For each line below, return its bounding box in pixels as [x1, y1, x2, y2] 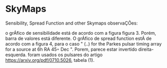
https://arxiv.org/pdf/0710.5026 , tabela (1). [5, 57, 95, 63]
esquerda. [5, 52, 27, 58]
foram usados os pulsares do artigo [28, 52, 103, 58]
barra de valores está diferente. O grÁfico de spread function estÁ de [5, 35, 152, 41]
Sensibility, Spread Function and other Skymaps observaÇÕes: [5, 20, 138, 26]
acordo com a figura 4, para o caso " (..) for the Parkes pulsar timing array [5, 40, 162, 47]
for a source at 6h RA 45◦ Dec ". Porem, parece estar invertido [5, 46, 137, 52]
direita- [138, 46, 154, 52]
